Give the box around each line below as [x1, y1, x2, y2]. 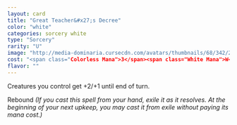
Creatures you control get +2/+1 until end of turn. [7, 81, 150, 90]
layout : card [7, 10, 46, 18]
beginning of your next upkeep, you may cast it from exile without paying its [7, 103, 229, 111]
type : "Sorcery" [7, 37, 55, 44]
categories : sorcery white [7, 29, 87, 37]
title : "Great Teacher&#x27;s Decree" [7, 17, 121, 24]
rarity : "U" [7, 43, 42, 50]
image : [7, 50, 27, 57]
